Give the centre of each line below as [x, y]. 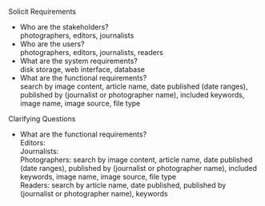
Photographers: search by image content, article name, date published [136, 160]
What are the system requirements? [78, 61]
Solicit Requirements [42, 12]
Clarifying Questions [42, 119]
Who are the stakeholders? [64, 27]
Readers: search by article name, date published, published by [123, 185]
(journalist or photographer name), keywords [94, 194]
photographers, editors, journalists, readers [92, 52]
